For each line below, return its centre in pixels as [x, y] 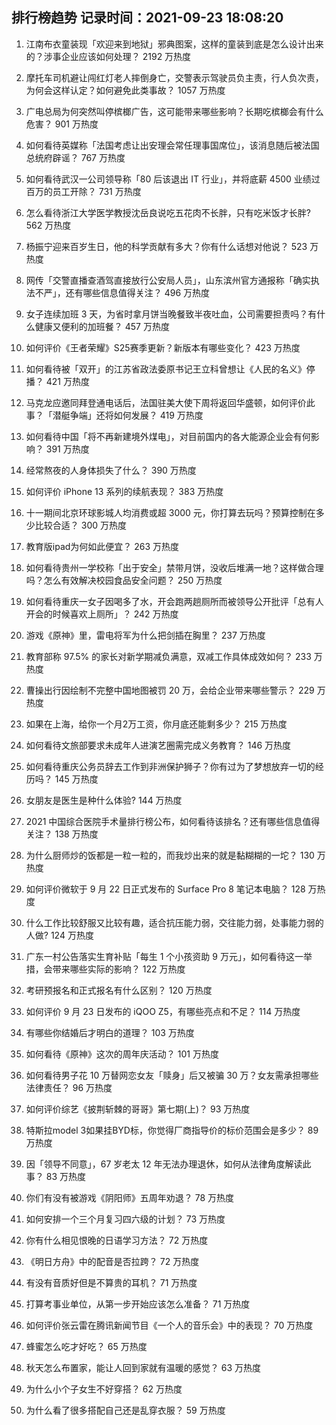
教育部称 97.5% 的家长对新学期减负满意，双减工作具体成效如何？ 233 [168, 656]
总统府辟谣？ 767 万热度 [75, 157]
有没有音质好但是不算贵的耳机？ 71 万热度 [111, 1282]
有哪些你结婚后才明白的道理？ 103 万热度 [110, 1032]
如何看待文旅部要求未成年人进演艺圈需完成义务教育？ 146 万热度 [158, 745]
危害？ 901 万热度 [62, 124]
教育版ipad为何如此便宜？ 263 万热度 [102, 546]
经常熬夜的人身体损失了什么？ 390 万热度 [111, 470]
